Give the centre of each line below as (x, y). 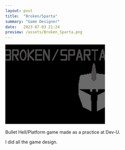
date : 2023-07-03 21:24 (32, 27)
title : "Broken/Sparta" (31, 16)
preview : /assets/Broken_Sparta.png (44, 32)
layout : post (19, 11)
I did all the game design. (31, 142)
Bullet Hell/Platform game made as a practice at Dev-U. (63, 132)
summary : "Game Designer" (32, 21)
